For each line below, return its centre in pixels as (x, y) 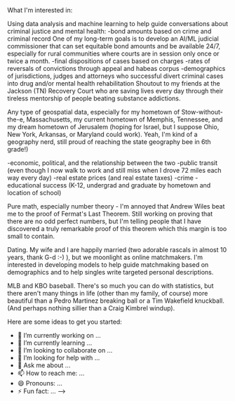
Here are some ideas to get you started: (65, 322)
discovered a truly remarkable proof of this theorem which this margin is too (117, 229)
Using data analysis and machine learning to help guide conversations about (118, 24)
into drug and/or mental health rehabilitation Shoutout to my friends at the (114, 83)
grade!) (18, 149)
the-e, (16, 119)
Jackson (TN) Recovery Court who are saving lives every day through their (115, 91)
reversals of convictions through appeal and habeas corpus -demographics (116, 68)
